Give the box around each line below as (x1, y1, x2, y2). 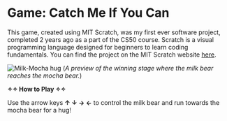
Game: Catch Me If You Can (7, 5, 170, 21)
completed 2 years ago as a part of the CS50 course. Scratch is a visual (7, 35, 214, 43)
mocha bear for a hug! (7, 106, 72, 114)
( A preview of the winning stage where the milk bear (62, 64, 214, 72)
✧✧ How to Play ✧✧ (7, 85, 66, 93)
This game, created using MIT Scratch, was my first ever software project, (7, 28, 221, 36)
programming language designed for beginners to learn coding (7, 43, 189, 51)
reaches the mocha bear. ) (7, 71, 82, 80)
